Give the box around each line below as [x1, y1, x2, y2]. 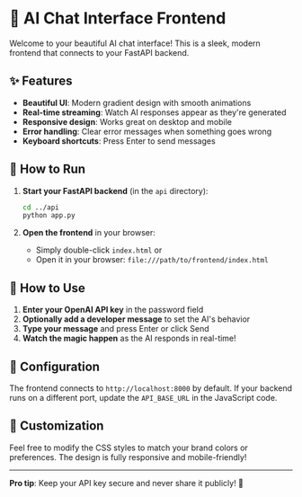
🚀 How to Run [9, 162, 86, 177]
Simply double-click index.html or [35, 244, 163, 255]
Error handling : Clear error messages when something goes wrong [22, 126, 272, 137]
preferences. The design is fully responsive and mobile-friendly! [9, 451, 247, 462]
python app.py [22, 211, 75, 220]
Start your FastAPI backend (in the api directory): [22, 185, 209, 196]
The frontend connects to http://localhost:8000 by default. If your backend [9, 382, 293, 394]
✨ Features [9, 74, 73, 89]
